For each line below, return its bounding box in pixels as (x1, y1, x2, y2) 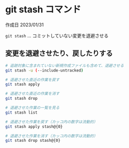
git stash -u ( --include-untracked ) (5, 68, 83, 73)
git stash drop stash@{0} (5, 138, 60, 143)
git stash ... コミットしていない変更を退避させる (5, 32, 109, 39)
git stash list (5, 110, 38, 115)
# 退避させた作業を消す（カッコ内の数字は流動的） (5, 133, 98, 138)
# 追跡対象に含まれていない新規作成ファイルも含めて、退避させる (5, 63, 124, 68)
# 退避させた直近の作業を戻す (5, 77, 60, 82)
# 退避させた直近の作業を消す (5, 91, 60, 97)
